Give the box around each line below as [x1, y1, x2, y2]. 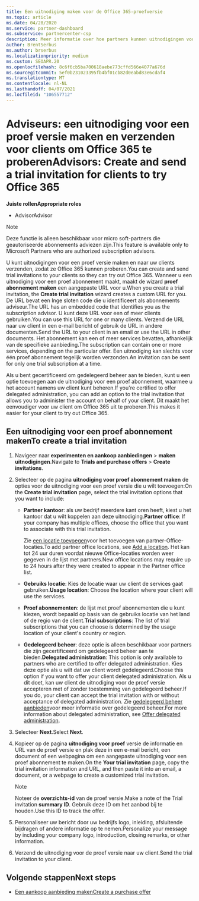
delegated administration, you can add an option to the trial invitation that [6, 390, 185, 397]
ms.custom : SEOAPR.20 [6, 58, 60, 64]
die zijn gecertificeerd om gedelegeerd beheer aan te [23, 647, 154, 654]
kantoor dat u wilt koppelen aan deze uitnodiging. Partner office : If [23, 513, 185, 520]
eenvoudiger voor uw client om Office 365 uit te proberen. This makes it [6, 403, 181, 410]
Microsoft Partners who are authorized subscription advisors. [6, 247, 156, 255]
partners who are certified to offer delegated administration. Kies [23, 660, 182, 667]
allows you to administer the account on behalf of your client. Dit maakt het [6, 397, 190, 404]
